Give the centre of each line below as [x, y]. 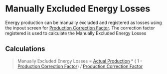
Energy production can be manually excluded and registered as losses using [83, 22]
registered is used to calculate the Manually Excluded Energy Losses [76, 33]
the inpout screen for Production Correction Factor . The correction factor [80, 27]
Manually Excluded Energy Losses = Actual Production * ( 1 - [80, 61]
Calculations [25, 49]
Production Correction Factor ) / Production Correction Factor [80, 66]
